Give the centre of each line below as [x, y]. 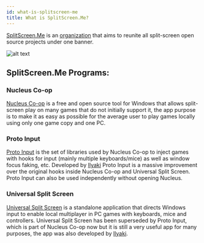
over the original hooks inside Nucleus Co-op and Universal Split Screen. [98, 171]
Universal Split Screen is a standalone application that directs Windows [96, 207]
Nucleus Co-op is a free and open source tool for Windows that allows [95, 103]
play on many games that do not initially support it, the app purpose [110, 110]
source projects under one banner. [50, 42]
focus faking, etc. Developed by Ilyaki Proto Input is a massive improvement [102, 165]
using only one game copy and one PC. [56, 123]
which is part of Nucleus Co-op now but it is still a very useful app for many [102, 226]
